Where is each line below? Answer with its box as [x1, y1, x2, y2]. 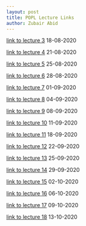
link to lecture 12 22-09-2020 [6, 143, 80, 150]
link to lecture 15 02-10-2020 [6, 178, 79, 185]
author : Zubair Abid [6, 20, 59, 26]
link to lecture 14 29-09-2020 [6, 166, 80, 174]
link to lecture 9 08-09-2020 [6, 108, 78, 115]
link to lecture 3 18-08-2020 [6, 37, 77, 44]
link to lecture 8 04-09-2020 [6, 95, 78, 103]
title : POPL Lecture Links [6, 15, 74, 21]
